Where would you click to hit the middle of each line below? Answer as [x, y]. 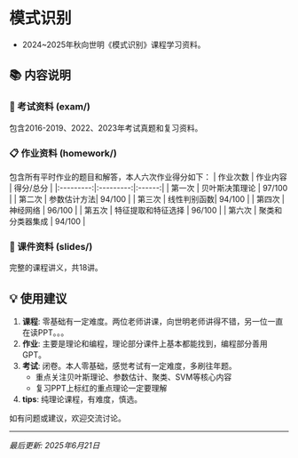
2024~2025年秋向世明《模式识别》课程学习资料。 [114, 44]
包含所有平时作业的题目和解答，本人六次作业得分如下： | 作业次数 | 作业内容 [149, 177]
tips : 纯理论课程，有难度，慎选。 [82, 399]
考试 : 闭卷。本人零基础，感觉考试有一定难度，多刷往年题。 [129, 366]
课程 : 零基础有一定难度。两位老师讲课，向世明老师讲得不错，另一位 [145, 322]
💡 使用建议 [38, 298]
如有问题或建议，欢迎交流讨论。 [67, 418]
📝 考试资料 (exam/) [50, 107]
